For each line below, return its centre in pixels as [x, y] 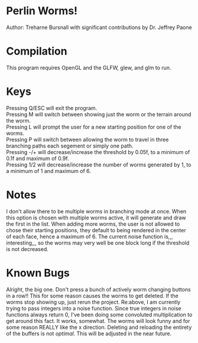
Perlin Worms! [42, 11]
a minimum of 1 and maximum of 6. [49, 171]
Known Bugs [38, 273]
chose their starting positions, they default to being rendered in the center [96, 230]
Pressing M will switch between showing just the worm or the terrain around [99, 114]
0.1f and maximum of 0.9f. [38, 158]
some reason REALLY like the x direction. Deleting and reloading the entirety [99, 327]
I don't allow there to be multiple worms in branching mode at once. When [96, 211]
